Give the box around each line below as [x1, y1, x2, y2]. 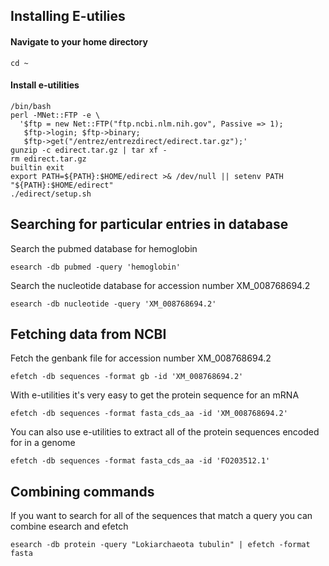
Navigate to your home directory [10, 35, 148, 48]
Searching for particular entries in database [10, 216, 289, 233]
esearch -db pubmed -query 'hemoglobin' [10, 262, 182, 272]
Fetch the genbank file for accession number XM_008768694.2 [10, 352, 272, 364]
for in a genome [10, 437, 76, 449]
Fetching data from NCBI [10, 326, 167, 343]
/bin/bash [10, 101, 52, 111]
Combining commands [10, 483, 155, 500]
